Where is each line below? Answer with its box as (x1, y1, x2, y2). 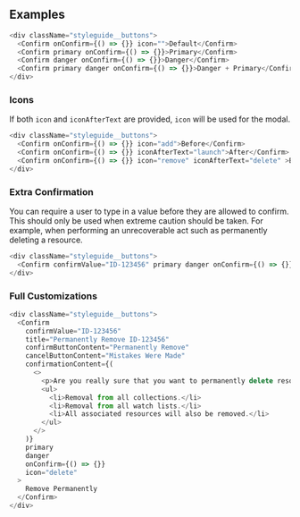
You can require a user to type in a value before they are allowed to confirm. (9, 206, 289, 217)
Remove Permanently (25, 485, 98, 494)
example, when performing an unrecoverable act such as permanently (9, 225, 268, 236)
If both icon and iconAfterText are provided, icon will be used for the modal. (9, 114, 291, 124)
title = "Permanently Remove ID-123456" (25, 335, 170, 343)
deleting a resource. (9, 234, 83, 245)
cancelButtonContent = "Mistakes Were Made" (25, 352, 186, 360)
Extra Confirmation (9, 185, 94, 198)
